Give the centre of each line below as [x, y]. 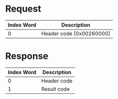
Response [27, 56]
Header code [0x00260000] [76, 34]
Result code [55, 89]
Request [23, 9]
